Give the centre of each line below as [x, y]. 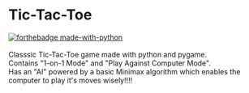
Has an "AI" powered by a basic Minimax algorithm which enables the [124, 71]
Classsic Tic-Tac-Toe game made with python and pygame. [108, 54]
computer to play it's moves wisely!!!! [71, 80]
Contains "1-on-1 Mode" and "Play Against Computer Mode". [109, 63]
